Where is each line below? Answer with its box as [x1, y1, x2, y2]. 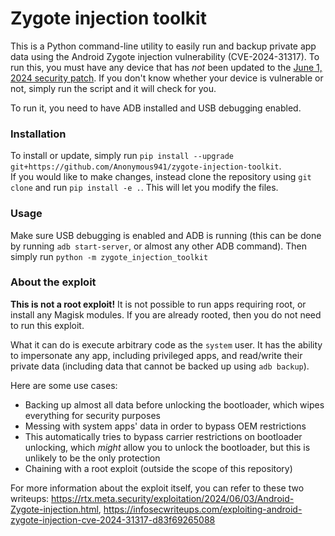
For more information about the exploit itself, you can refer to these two [10, 482, 305, 494]
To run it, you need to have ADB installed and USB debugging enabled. [10, 102, 302, 114]
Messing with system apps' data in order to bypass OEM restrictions [24, 420, 307, 432]
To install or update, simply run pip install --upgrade [10, 150, 235, 162]
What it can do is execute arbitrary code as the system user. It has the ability [10, 338, 323, 351]
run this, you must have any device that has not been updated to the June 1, [10, 61, 323, 73]
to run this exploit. [10, 319, 85, 331]
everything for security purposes [24, 409, 161, 421]
